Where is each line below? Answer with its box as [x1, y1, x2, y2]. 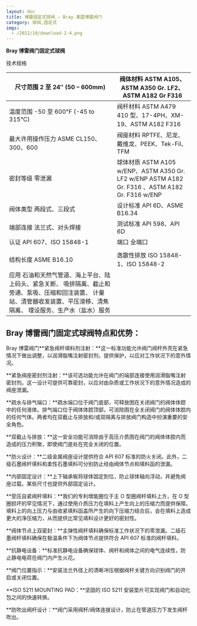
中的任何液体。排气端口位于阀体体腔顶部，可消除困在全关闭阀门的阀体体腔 [6, 406, 186, 413]
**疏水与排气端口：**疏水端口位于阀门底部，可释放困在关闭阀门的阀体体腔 [6, 399, 186, 406]
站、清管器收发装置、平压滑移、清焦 [9, 297, 110, 305]
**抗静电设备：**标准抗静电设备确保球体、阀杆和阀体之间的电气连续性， [6, 546, 181, 554]
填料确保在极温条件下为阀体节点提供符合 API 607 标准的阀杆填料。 [21, 534, 182, 541]
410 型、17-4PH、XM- [117, 111, 185, 120]
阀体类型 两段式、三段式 [9, 205, 76, 213]
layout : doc [6, 8, 35, 15]
